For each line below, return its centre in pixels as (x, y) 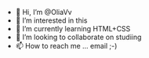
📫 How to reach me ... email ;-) (66, 46)
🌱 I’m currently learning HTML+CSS (73, 29)
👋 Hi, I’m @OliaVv (44, 12)
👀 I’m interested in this (51, 20)
